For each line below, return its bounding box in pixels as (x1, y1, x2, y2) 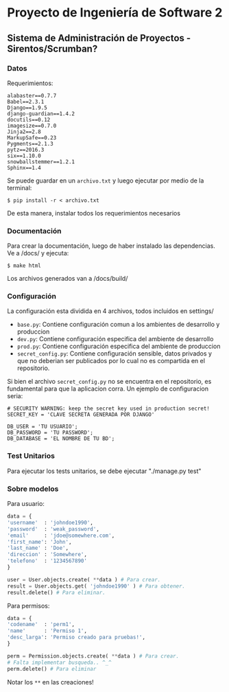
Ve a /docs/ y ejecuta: (7, 249, 69, 257)
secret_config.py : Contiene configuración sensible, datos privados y (16, 349, 213, 358)
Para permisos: (7, 601, 50, 610)
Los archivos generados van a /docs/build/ (7, 275, 128, 283)
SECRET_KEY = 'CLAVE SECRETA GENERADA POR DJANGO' (7, 411, 155, 418)
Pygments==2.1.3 (7, 140, 53, 147)
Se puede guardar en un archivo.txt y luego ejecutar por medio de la (7, 176, 204, 185)
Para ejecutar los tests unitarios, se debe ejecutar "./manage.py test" (7, 467, 202, 475)
